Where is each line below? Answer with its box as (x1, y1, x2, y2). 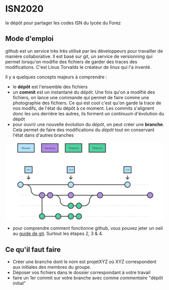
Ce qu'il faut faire (5, 245, 61, 254)
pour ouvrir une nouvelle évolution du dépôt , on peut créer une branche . (12, 121, 164, 127)
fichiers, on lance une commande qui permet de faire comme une (12, 94, 149, 100)
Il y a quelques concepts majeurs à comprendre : (5, 74, 107, 80)
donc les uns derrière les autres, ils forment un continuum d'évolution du (12, 110, 164, 116)
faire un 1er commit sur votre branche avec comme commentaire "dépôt (12, 275, 163, 281)
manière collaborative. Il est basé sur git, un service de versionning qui (5, 53, 153, 59)
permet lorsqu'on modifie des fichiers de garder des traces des (5, 59, 138, 65)
